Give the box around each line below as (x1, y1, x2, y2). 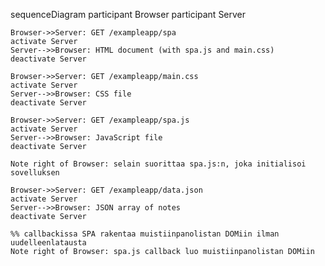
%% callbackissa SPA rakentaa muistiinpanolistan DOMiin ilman (10, 229, 280, 239)
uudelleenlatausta (10, 238, 87, 248)
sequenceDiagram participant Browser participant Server (10, 9, 247, 20)
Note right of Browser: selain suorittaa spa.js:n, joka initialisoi (10, 159, 307, 169)
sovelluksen (10, 168, 60, 178)
